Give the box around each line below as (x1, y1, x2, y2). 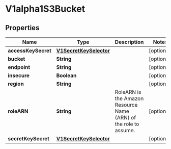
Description (115, 39, 144, 45)
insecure (8, 72, 30, 79)
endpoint (8, 64, 31, 70)
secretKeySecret (8, 135, 50, 142)
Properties (5, 23, 40, 32)
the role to (115, 120, 139, 128)
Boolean (56, 72, 77, 79)
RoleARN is (115, 89, 141, 95)
